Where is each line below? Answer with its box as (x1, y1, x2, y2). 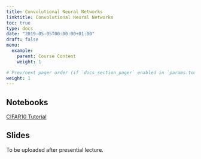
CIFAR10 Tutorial (6, 113, 47, 120)
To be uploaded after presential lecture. (6, 146, 103, 153)
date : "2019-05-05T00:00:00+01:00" (6, 31, 95, 37)
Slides (6, 130, 30, 140)
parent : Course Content (17, 53, 77, 59)
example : (11, 48, 33, 54)
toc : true (6, 20, 31, 26)
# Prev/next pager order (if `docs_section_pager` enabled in (6, 69, 165, 75)
